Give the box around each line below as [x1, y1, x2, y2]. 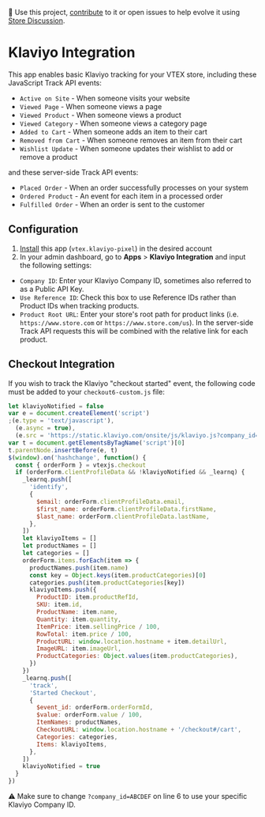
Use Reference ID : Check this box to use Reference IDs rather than [19, 293, 237, 302]
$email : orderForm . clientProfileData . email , [36, 497, 185, 505]
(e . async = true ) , [15, 424, 77, 433]
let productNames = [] [22, 542, 97, 550]
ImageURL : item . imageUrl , [36, 645, 122, 652]
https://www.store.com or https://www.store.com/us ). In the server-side [19, 317, 254, 327]
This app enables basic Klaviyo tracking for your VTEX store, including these [8, 70, 257, 79]
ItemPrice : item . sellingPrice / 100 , [36, 622, 160, 630]
